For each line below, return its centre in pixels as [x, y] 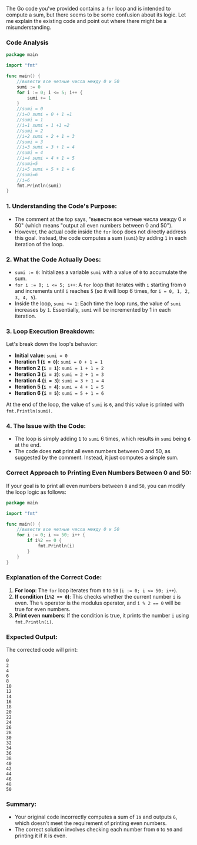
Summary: [21, 804]
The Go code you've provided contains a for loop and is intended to [89, 9]
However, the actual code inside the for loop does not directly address [100, 232]
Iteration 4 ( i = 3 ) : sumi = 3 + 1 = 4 [59, 381]
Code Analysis [27, 42]
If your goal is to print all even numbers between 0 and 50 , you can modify [96, 486]
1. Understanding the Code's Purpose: [62, 206]
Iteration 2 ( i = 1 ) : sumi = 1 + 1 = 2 [59, 368]
